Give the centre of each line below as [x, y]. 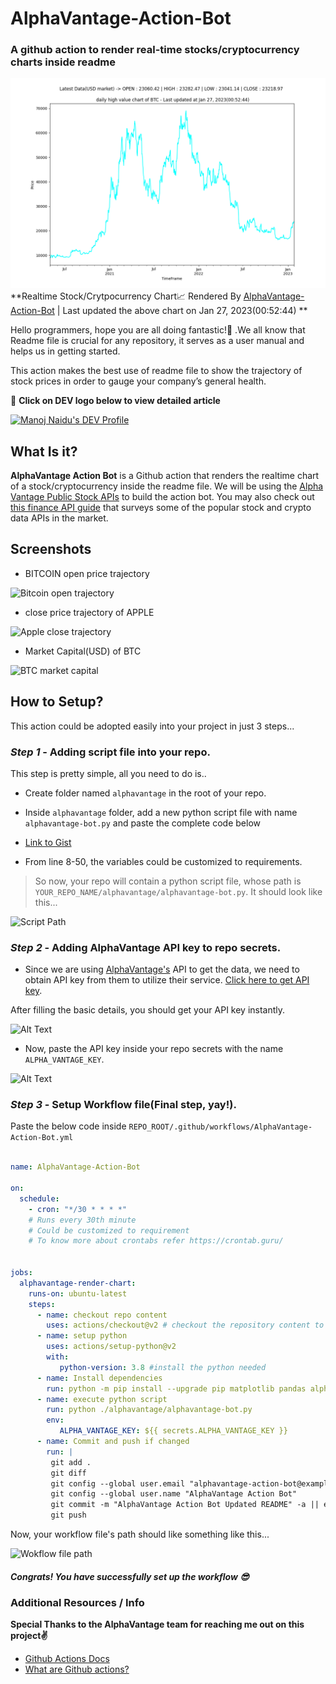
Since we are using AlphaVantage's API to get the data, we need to [162, 969]
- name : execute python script [102, 1399]
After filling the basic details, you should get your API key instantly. [148, 1010]
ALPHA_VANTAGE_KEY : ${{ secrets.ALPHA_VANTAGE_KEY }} [173, 1431]
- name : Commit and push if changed [113, 1442]
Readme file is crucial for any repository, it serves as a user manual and [157, 341]
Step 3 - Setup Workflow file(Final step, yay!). [123, 1105]
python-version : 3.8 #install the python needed [163, 1367]
